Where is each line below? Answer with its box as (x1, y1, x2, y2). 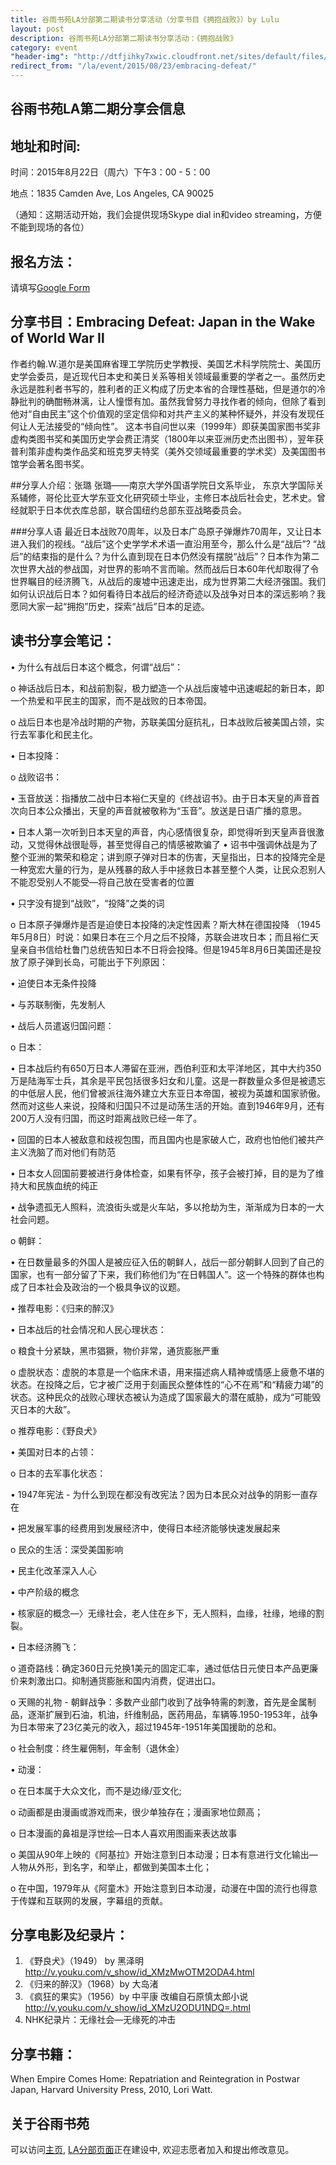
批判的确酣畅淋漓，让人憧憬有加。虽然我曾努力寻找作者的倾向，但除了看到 (18, 395, 326, 407)
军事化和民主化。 (27, 728, 98, 740)
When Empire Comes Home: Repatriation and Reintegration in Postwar (10, 2073, 300, 2085)
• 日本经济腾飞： (10, 1641, 80, 1653)
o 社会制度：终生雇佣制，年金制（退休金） (10, 1742, 185, 1754)
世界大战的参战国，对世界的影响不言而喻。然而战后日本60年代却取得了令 (18, 562, 320, 575)
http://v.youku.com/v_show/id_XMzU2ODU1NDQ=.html (24, 2002, 251, 2014)
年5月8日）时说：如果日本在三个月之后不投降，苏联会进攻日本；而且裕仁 (10, 931, 310, 943)
